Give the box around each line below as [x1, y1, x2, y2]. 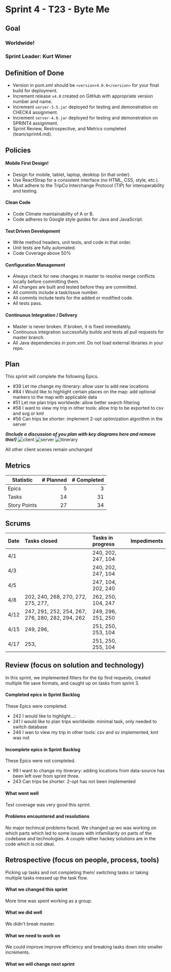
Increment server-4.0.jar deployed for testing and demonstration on [12, 115, 158, 121]
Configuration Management [5, 262, 66, 268]
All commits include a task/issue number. [12, 290, 99, 296]
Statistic [12, 477, 33, 484]
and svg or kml [12, 410, 44, 417]
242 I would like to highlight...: [12, 713, 76, 719]
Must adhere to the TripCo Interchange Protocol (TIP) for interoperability [12, 182, 164, 188]
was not [12, 734, 30, 741]
